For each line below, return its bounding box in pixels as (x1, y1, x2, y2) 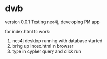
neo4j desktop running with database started (12, 38, 103, 44)
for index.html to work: (5, 28, 51, 34)
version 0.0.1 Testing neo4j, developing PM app (5, 19, 100, 25)
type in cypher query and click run (12, 48, 81, 54)
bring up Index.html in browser (12, 43, 74, 49)
